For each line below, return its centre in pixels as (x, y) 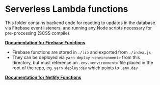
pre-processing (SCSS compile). (38, 33)
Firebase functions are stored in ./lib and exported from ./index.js (81, 52)
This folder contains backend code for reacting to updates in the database (80, 23)
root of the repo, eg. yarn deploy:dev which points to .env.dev (75, 68)
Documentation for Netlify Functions (43, 77)
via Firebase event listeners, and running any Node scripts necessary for (79, 28)
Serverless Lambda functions (67, 9)
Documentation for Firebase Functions (45, 42)
